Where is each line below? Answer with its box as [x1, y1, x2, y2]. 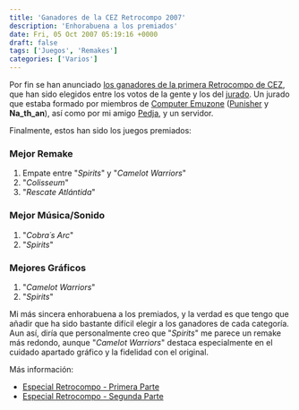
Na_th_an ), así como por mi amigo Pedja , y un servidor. [9, 108, 214, 118]
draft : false [9, 38, 58, 47]
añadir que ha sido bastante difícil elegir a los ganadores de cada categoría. [9, 318, 289, 329]
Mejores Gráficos [9, 261, 87, 274]
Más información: [9, 363, 74, 374]
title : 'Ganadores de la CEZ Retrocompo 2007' [9, 13, 186, 22]
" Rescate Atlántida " [21, 187, 96, 198]
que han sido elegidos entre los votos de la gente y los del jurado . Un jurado [9, 89, 290, 99]
